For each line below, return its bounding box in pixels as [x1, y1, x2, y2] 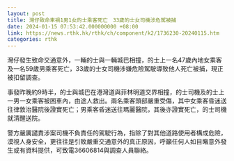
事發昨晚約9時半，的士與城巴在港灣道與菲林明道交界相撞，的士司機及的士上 [7, 88, 225, 96]
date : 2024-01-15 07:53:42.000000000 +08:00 [7, 23, 139, 30]
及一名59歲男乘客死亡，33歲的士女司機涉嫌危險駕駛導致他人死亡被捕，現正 [7, 65, 224, 73]
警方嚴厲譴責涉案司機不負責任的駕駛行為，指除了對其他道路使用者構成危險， [7, 129, 227, 137]
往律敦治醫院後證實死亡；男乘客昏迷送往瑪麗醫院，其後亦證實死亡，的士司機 [7, 105, 227, 114]
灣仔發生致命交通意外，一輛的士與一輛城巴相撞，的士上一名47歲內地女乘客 [7, 56, 222, 65]
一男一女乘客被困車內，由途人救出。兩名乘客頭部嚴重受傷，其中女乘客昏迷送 [7, 96, 227, 105]
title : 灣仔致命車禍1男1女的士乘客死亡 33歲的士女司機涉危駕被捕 [7, 17, 176, 24]
